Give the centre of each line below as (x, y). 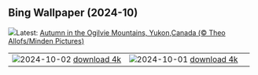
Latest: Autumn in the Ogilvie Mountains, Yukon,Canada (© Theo (121, 32)
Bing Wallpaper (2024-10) (73, 13)
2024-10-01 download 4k (187, 59)
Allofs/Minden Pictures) (46, 41)
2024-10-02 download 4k (71, 59)
